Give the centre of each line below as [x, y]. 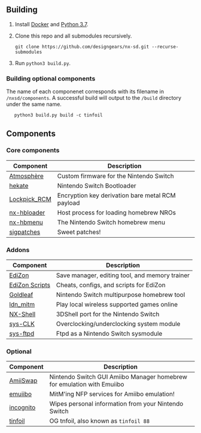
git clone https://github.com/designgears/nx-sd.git [82, 47]
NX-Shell [22, 314]
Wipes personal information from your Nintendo [116, 404]
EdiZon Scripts [30, 285]
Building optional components [51, 78]
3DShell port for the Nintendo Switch [108, 314]
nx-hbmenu [26, 222]
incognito [22, 407]
